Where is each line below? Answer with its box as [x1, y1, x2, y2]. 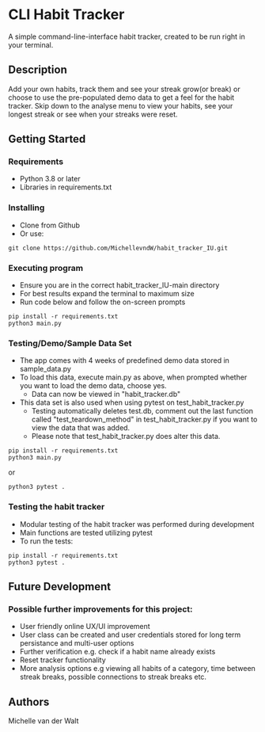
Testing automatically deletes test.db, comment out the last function [31, 406, 254, 416]
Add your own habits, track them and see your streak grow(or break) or [8, 84, 240, 93]
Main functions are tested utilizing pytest [19, 528, 153, 537]
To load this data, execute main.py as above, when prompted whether [19, 372, 248, 382]
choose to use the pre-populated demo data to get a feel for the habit [8, 93, 235, 102]
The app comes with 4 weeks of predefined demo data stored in [19, 356, 229, 365]
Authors [8, 695, 50, 708]
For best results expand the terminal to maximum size [19, 289, 195, 299]
